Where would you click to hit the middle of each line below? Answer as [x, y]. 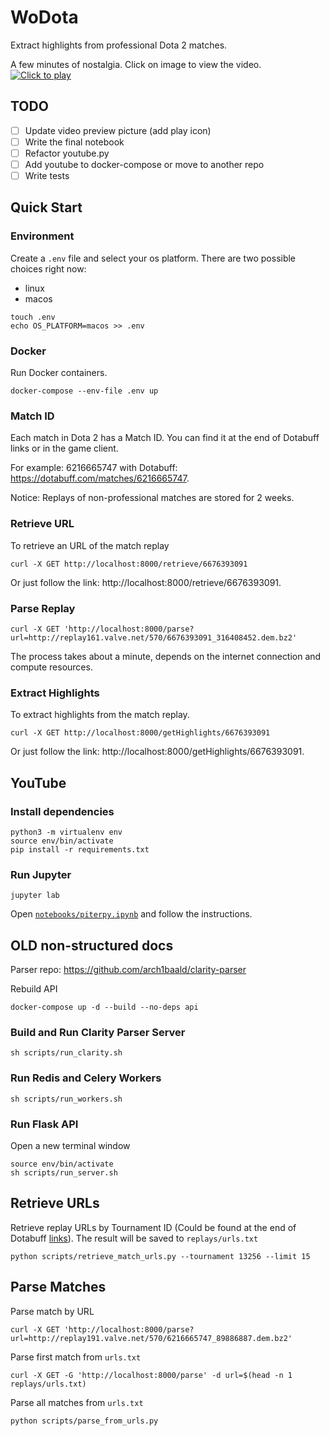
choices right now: [48, 268]
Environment [42, 236]
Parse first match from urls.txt [76, 1357]
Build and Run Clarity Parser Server [98, 1032]
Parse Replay [43, 608]
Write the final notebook [74, 142]
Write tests [47, 175]
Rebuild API [34, 989]
